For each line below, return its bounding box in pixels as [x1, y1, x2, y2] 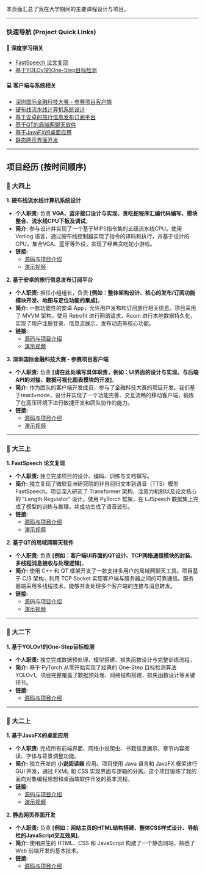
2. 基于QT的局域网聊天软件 [6, 539, 74, 546]
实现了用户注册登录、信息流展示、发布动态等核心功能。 [15, 320, 154, 327]
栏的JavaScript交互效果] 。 [15, 832, 84, 839]
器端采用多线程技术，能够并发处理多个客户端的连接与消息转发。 [15, 582, 176, 590]
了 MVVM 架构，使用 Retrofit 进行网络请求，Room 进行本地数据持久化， [15, 312, 196, 320]
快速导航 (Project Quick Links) [6, 27, 96, 36]
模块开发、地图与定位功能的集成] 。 [15, 297, 104, 304]
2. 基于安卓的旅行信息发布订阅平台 [6, 276, 93, 284]
